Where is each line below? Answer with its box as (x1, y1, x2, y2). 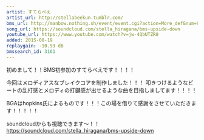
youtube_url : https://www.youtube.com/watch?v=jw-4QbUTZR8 (6, 32, 159, 38)
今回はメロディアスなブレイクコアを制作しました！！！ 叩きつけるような (6, 79, 188, 86)
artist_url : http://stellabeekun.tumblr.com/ (6, 15, 123, 21)
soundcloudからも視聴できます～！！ (6, 120, 100, 127)
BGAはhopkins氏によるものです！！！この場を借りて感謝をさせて (6, 99, 170, 107)
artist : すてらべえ (6, 9, 51, 15)
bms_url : (6, 20, 29, 26)
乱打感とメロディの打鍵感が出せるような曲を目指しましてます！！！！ (22, 86, 197, 94)
